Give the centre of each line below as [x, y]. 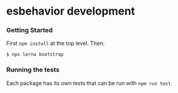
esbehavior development [71, 11]
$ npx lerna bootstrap [35, 55]
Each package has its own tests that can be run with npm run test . [89, 83]
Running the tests [33, 70]
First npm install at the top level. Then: [56, 43]
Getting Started [29, 30]
